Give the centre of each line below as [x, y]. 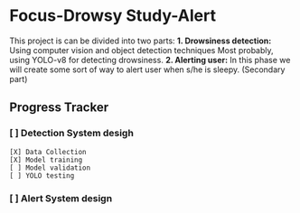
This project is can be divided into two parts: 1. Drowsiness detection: [141, 41]
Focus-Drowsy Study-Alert [113, 16]
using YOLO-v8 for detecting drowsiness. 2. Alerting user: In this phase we [150, 60]
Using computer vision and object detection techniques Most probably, [141, 50]
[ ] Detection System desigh [71, 134]
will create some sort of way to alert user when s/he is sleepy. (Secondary [147, 69]
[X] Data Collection [48, 152]
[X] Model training [46, 160]
